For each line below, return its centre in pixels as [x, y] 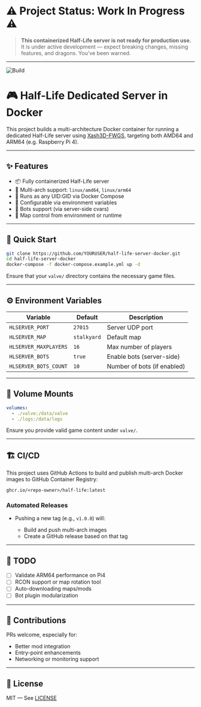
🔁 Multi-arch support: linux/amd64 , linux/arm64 [73, 189]
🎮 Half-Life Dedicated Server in [87, 96]
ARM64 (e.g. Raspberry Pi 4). [42, 141]
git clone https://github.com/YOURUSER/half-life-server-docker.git [93, 253]
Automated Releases [37, 506]
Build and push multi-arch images [65, 530]
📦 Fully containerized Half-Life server [62, 181]
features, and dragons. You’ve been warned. [76, 53]
